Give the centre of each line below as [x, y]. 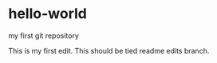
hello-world [48, 14]
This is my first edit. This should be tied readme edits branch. [109, 50]
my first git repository [44, 35]
